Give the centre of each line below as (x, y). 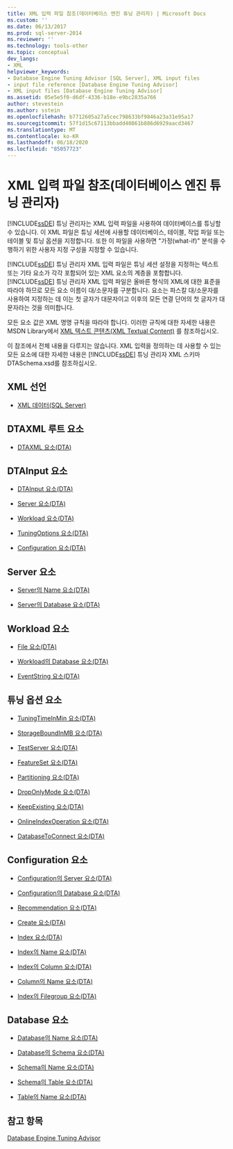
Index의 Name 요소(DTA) (52, 952)
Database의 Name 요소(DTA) (58, 1038)
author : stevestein (35, 104)
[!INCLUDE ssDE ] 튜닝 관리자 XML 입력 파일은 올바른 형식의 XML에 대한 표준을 (114, 281)
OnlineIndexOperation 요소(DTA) (63, 821)
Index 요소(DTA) (40, 937)
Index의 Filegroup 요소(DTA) (57, 996)
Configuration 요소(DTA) (51, 548)
